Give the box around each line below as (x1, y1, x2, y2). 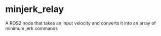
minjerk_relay (5, 3, 64, 15)
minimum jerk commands (5, 25, 58, 31)
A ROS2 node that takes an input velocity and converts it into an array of (5, 20, 156, 26)
